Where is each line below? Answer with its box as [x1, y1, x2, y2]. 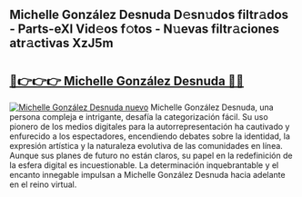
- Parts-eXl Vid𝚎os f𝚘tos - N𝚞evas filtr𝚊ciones [9, 22, 280, 37]
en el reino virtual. [9, 179, 77, 190]
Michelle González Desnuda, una [150, 102, 275, 113]
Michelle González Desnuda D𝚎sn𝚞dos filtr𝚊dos [9, 7, 289, 23]
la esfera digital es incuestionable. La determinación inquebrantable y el [9, 160, 279, 171]
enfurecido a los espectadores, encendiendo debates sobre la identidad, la [9, 131, 291, 142]
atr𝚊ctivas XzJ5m [9, 35, 114, 51]
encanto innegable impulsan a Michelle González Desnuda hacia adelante [9, 170, 286, 180]
